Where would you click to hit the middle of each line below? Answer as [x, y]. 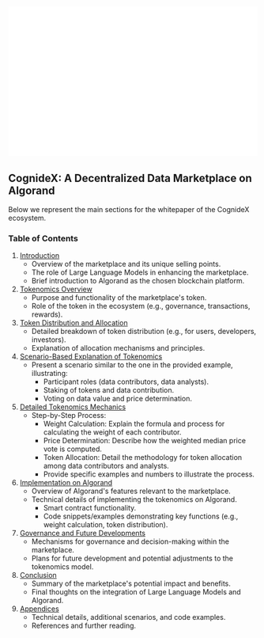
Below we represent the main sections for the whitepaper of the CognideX [129, 210]
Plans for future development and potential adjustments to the [132, 558]
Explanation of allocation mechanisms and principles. [118, 348]
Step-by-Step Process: [69, 416]
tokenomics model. [62, 567]
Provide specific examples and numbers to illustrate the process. [149, 474]
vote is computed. [73, 449]
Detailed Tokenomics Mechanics [73, 407]
